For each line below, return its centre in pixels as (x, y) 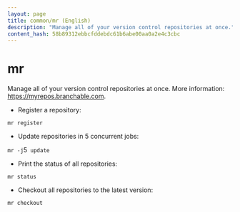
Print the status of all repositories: (67, 164)
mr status (22, 177)
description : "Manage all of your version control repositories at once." (121, 27)
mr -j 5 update (29, 150)
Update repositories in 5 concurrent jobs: (78, 137)
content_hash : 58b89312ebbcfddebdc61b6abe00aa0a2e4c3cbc (94, 34)
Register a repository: (49, 110)
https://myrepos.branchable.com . (57, 96)
